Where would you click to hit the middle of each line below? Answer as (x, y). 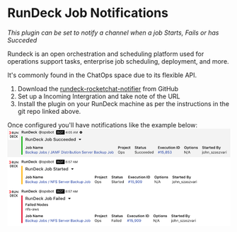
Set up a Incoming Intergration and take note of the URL (99, 96)
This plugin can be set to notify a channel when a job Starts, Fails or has (113, 33)
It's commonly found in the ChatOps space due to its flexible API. (102, 75)
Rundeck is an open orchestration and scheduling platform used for (106, 54)
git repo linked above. (49, 111)
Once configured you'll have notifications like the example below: (103, 124)
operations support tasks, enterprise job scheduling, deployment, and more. (118, 61)
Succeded (22, 40)
